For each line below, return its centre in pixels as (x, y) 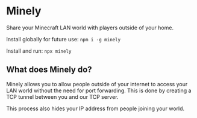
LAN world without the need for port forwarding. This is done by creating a (99, 90)
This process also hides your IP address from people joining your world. (95, 108)
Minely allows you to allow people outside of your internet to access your (97, 84)
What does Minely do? (49, 70)
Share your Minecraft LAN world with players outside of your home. (90, 28)
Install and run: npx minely (39, 51)
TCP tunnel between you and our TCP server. (62, 96)
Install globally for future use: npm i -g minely (64, 39)
